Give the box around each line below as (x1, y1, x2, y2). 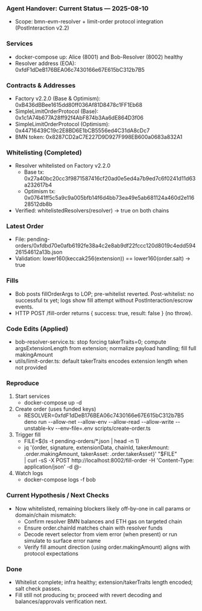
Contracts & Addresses (6, 81, 76, 89)
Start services (14, 392, 50, 400)
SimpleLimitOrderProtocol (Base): (14, 107, 98, 115)
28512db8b (24, 200, 52, 208)
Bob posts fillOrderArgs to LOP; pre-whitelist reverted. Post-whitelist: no (14, 290, 194, 297)
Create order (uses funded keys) (14, 406, 96, 413)
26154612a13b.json (14, 249, 63, 256)
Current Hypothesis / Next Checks (6, 491, 110, 499)
